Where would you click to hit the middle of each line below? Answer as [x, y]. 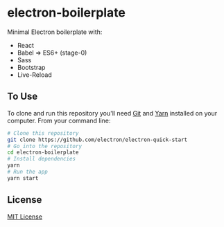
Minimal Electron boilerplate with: [55, 32]
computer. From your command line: [59, 120]
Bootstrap [31, 67]
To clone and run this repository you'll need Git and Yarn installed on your [112, 113]
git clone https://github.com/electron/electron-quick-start [97, 140]
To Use [23, 97]
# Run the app [28, 172]
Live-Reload [34, 75]
